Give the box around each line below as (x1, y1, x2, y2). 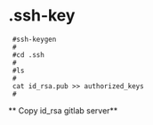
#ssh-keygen (12, 35, 57, 44)
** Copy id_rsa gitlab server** (8, 104, 118, 116)
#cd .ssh (12, 50, 45, 59)
